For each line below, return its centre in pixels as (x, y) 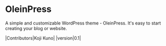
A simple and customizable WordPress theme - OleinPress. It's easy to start (83, 23)
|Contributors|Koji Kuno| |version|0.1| (43, 38)
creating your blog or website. (36, 28)
